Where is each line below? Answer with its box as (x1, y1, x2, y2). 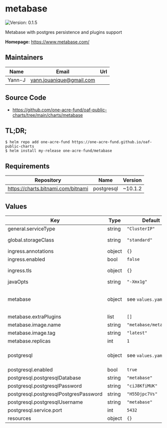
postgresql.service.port (7, 407, 62, 414)
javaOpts (7, 278, 29, 285)
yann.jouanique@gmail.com (30, 76, 95, 83)
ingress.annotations (7, 248, 54, 254)
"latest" (126, 330, 148, 336)
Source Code (5, 93, 46, 102)
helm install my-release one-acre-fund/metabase (9, 148, 112, 154)
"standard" (126, 237, 153, 242)
